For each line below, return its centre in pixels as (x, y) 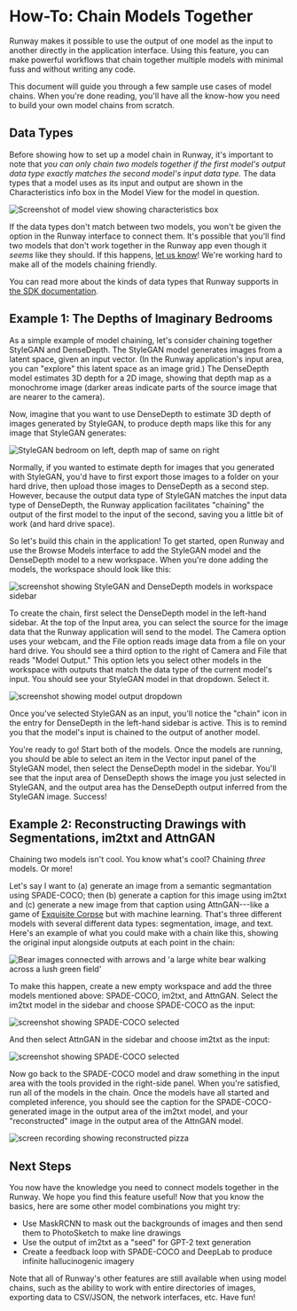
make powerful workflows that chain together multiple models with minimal (146, 59)
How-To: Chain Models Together (131, 16)
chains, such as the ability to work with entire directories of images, (133, 1288)
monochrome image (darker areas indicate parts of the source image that (143, 387)
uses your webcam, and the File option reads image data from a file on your (148, 641)
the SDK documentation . (54, 291)
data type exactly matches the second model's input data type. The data (143, 173)
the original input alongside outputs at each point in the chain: (122, 943)
